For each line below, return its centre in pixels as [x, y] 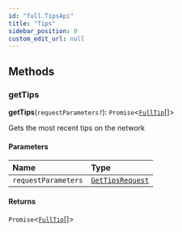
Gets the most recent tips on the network [77, 127]
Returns [22, 201]
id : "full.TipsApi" [41, 16]
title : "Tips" [32, 24]
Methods [32, 71]
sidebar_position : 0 [43, 31]
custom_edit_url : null [47, 39]
